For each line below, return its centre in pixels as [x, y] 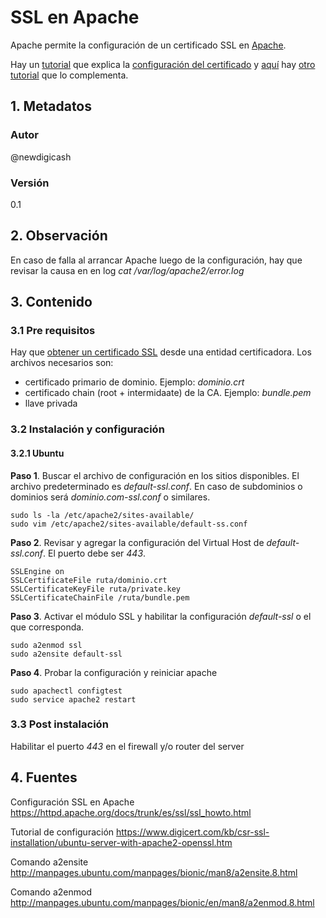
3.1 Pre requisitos [53, 331]
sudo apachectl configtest [66, 691]
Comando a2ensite [49, 862]
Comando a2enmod [51, 892]
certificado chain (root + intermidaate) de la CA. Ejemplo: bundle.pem [168, 393]
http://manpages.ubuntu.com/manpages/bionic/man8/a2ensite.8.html [154, 872]
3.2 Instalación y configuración [87, 429]
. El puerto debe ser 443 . [95, 553]
